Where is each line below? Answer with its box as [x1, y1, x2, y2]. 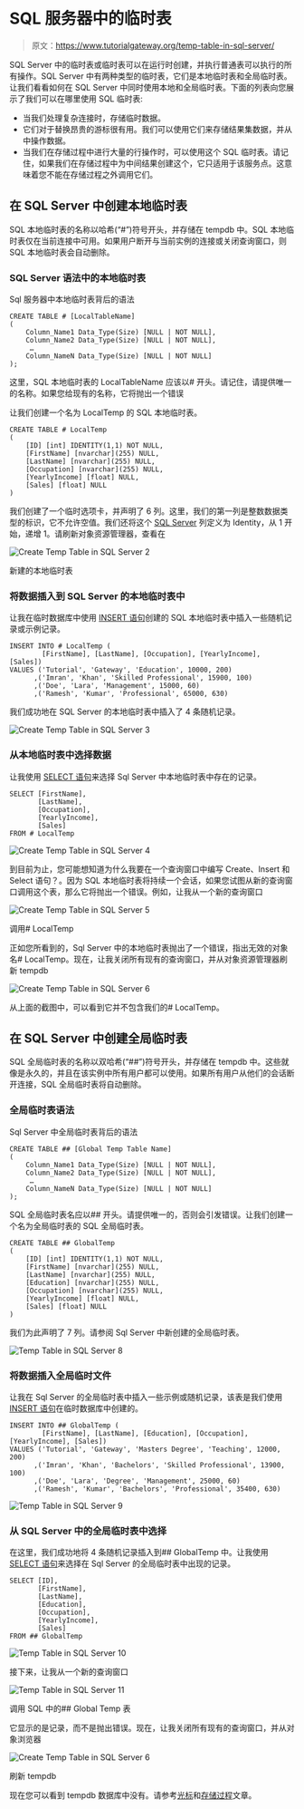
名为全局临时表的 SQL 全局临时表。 [16, 1220, 149, 1231]
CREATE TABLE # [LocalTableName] [9, 312, 136, 322]
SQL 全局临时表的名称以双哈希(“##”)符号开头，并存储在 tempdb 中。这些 [9, 1057, 282, 1068]
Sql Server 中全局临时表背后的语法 [9, 1126, 138, 1137]
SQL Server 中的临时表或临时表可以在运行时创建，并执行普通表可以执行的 [9, 59, 285, 70]
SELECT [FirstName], [9, 789, 88, 798]
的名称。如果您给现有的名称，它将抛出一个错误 [9, 388, 184, 399]
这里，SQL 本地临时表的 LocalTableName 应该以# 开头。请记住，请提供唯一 [9, 377, 292, 388]
